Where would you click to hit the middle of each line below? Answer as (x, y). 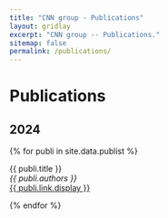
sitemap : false (38, 43)
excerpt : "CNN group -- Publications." (85, 34)
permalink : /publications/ (60, 52)
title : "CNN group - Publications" (77, 18)
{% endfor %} (35, 205)
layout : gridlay (40, 26)
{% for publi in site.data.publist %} (74, 151)
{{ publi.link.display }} (50, 188)
